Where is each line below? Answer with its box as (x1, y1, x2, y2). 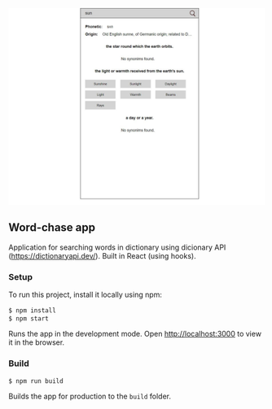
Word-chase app (8, 220, 96, 235)
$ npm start (8, 314, 49, 323)
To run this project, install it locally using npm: (8, 289, 163, 299)
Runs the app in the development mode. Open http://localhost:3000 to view (8, 329, 262, 338)
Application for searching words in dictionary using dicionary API (8, 242, 226, 252)
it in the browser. (8, 337, 65, 347)
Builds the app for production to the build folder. (8, 391, 172, 402)
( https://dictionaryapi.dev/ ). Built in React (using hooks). (8, 250, 197, 260)
